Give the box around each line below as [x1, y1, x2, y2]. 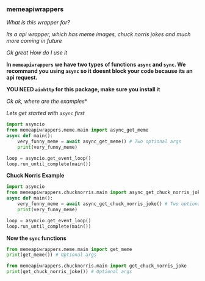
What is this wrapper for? [6, 19, 70, 26]
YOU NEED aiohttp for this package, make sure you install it [6, 86, 160, 93]
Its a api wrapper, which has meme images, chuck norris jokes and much [6, 31, 191, 38]
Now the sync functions [6, 234, 67, 242]
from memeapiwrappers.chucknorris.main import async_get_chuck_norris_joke [6, 189, 203, 196]
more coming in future [6, 37, 62, 45]
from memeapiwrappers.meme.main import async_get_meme [6, 127, 149, 133]
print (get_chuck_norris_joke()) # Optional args [6, 269, 132, 275]
